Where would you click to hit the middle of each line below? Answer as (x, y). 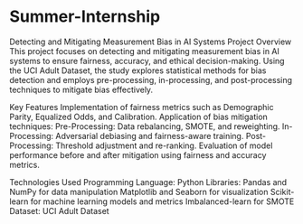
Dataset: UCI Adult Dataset (60, 210)
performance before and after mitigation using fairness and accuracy (138, 154)
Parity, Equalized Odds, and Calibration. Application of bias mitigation (139, 117)
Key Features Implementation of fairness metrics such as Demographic (142, 107)
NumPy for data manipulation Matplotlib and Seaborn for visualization (139, 191)
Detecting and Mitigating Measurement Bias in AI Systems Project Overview (151, 42)
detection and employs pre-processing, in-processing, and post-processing (151, 79)
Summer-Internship (85, 17)
